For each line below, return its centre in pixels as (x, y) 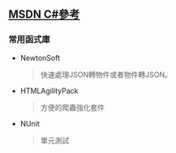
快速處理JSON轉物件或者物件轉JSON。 (106, 74)
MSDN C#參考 (44, 15)
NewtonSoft (40, 57)
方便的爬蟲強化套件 (73, 107)
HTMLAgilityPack (49, 91)
